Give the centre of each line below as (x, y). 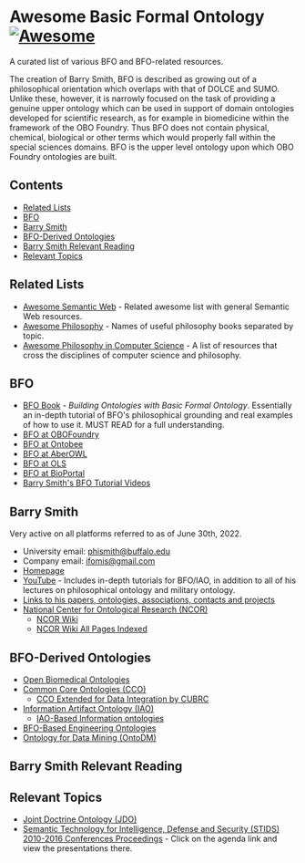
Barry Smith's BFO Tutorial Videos (86, 483)
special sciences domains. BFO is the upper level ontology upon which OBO (152, 147)
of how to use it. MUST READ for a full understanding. (123, 425)
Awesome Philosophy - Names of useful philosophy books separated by (158, 326)
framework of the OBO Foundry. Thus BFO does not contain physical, (140, 127)
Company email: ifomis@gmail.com (89, 561)
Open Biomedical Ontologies (76, 680)
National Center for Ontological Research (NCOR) (115, 609)
